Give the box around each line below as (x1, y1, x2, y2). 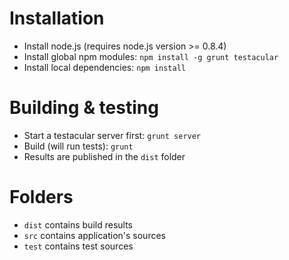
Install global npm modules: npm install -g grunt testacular (23, 50, 279, 62)
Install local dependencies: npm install (23, 61, 186, 73)
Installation (9, 7, 105, 30)
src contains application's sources (23, 229, 166, 241)
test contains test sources (23, 240, 134, 252)
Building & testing (9, 97, 159, 119)
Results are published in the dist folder (23, 150, 186, 162)
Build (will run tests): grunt (23, 140, 134, 152)
